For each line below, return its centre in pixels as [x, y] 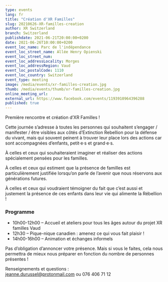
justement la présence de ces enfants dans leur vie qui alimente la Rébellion [83, 194]
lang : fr [14, 15]
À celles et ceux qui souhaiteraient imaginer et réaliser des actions [74, 153]
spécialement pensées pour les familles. [47, 158]
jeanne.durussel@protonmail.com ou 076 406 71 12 [58, 274]
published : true [22, 103]
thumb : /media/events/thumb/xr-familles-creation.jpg [63, 89]
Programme [20, 212]
